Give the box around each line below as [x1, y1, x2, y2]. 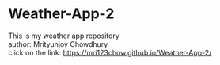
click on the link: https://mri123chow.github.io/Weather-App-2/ [8, 48, 212, 57]
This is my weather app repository [8, 31, 120, 40]
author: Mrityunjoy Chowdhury [8, 39, 108, 48]
